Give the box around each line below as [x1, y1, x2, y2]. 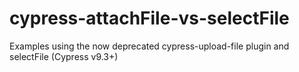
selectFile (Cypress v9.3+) [9, 50, 119, 62]
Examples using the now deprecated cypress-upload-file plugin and [9, 40, 290, 52]
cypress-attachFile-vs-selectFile [9, 7, 290, 30]
